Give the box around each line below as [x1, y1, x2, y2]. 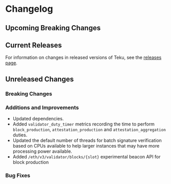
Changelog [5, 3, 53, 15]
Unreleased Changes [5, 75, 74, 84]
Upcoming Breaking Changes [5, 24, 101, 32]
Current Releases [5, 40, 62, 49]
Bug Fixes [5, 172, 31, 179]
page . [5, 60, 18, 66]
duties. [12, 132, 28, 138]
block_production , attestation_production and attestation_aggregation [12, 127, 166, 132]
